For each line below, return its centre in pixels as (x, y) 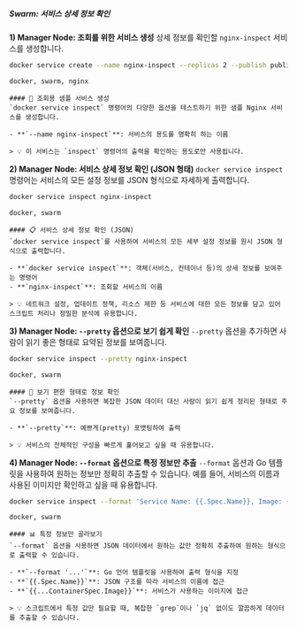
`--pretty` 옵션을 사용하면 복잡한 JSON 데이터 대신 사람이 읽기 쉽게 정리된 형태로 (144, 401)
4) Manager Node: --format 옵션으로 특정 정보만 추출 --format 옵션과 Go (138, 462)
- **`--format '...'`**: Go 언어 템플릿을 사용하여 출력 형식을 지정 (124, 572)
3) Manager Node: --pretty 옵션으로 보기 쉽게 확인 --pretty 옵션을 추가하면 (143, 331)
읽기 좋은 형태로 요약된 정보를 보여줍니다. (96, 342)
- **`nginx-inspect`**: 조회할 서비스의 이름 (86, 287)
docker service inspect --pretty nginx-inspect (99, 358)
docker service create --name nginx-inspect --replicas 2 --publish (138, 65)
